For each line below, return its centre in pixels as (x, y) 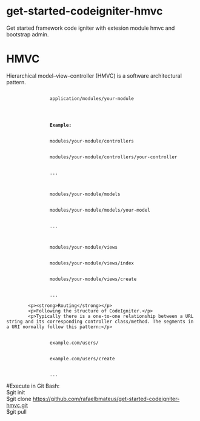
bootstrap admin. (28, 34)
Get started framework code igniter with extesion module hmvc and (91, 28)
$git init (16, 392)
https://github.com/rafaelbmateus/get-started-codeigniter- (106, 399)
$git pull (17, 411)
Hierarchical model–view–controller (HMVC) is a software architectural (94, 76)
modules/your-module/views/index (92, 263)
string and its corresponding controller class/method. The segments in (100, 322)
